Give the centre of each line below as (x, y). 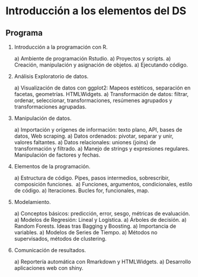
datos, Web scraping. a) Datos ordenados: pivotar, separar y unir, (94, 136)
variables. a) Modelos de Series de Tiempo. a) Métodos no (86, 232)
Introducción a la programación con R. (61, 47)
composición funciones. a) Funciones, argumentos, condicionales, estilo (103, 184)
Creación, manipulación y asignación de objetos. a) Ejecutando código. (101, 65)
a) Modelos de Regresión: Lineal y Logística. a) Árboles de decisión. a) (100, 220)
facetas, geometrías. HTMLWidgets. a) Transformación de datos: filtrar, (101, 94)
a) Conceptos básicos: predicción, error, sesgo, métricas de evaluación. (102, 214)
